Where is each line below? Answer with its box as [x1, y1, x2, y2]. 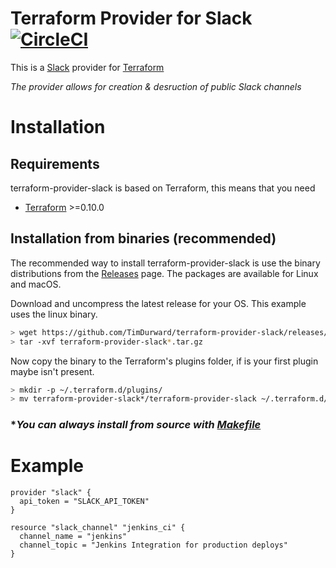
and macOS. [10, 278, 62, 290]
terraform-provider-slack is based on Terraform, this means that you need [10, 182, 316, 194]
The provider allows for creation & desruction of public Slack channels [10, 80, 302, 92]
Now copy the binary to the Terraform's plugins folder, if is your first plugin [10, 355, 319, 367]
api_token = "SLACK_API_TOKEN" [19, 497, 150, 507]
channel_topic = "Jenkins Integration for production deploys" [19, 540, 288, 551]
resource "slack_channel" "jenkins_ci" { [10, 523, 186, 533]
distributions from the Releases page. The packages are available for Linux [10, 267, 319, 279]
